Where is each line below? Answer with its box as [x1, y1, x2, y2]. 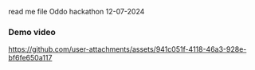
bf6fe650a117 [8, 53, 53, 63]
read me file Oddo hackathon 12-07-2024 [8, 7, 145, 16]
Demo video [8, 26, 56, 37]
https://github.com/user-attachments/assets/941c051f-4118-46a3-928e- [8, 45, 247, 54]
